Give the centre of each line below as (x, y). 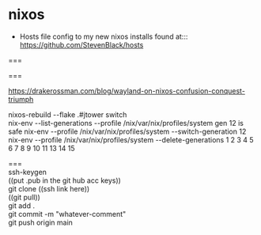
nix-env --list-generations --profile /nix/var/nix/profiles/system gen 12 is (126, 123)
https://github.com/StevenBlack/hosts (81, 44)
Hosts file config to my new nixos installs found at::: (104, 36)
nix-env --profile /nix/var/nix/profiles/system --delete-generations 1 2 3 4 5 (131, 139)
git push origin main (41, 222)
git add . (22, 205)
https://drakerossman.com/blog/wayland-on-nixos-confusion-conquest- (127, 91)
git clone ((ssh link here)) (49, 188)
